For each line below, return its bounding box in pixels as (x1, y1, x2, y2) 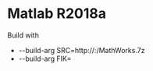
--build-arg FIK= (18, 54, 72, 63)
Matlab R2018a (7, 5, 107, 23)
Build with (7, 30, 40, 40)
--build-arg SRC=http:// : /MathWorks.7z (18, 45, 145, 55)
